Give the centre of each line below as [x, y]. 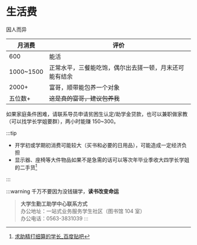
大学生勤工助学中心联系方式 [54, 203]
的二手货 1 [26, 166]
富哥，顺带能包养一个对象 [84, 87]
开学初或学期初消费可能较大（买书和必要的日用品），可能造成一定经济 [98, 145]
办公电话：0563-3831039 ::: [55, 218]
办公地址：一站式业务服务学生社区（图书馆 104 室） [83, 211]
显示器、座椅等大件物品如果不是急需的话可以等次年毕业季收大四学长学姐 [102, 159]
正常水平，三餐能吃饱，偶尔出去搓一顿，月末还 [114, 67]
